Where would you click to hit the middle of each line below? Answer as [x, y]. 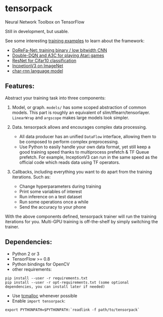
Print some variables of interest [50, 191]
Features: [20, 86]
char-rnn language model [37, 70]
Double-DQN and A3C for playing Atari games [58, 55]
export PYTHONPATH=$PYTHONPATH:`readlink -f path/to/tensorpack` [72, 310]
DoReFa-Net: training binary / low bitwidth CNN [60, 50]
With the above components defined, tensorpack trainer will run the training [81, 216]
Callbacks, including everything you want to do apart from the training [82, 172]
